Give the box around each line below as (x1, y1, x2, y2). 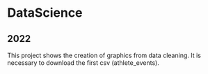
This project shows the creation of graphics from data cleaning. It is (7, 51, 202, 59)
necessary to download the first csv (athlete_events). (7, 59, 160, 67)
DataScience (7, 5, 83, 21)
